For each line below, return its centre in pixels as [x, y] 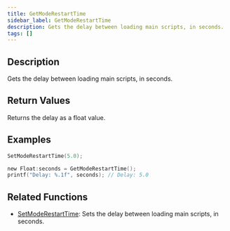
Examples [29, 140]
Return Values [39, 101]
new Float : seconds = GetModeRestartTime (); [72, 169]
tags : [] [20, 33]
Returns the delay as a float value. [56, 117]
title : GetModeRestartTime [47, 14]
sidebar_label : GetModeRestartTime [59, 20]
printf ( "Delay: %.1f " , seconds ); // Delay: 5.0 [78, 175]
